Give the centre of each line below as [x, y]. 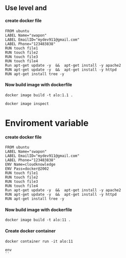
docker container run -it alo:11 [39, 241]
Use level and [26, 8]
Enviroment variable [47, 123]
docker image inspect [27, 103]
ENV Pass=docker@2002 [27, 169]
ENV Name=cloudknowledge [30, 165]
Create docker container [31, 231]
